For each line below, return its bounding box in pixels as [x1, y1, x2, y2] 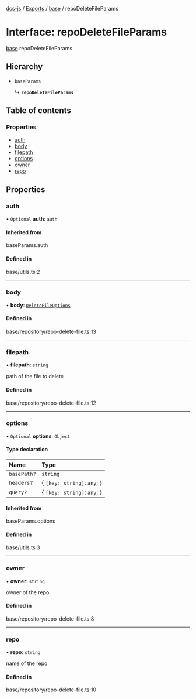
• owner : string [6, 577, 45, 584]
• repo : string [6, 649, 41, 656]
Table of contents [6, 105, 71, 116]
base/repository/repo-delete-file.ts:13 [6, 328, 96, 335]
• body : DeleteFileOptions [6, 301, 71, 309]
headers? [9, 479, 33, 486]
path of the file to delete [6, 373, 64, 380]
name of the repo [6, 660, 48, 667]
